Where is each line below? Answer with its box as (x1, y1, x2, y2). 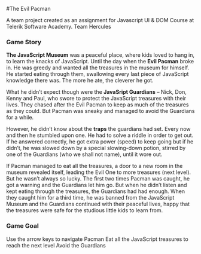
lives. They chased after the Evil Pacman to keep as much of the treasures (6, 101, 190, 108)
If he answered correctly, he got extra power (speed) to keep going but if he (6, 138, 194, 145)
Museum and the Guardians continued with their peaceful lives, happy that (6, 200, 190, 208)
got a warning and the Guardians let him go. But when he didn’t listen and (6, 182, 187, 189)
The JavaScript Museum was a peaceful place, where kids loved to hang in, (6, 51, 195, 59)
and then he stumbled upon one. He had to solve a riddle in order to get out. (6, 131, 194, 139)
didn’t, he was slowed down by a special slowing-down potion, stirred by (6, 145, 186, 152)
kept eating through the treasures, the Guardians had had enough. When (6, 188, 185, 195)
